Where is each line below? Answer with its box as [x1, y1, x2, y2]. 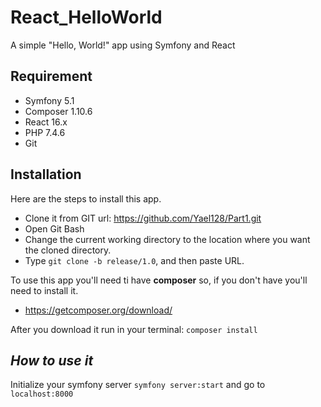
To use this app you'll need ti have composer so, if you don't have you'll [10, 274, 308, 286]
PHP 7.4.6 [24, 126, 66, 138]
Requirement [10, 68, 93, 85]
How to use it [10, 352, 94, 369]
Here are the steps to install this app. [10, 192, 162, 205]
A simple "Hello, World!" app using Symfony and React [10, 39, 236, 51]
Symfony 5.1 [24, 94, 75, 106]
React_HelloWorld [10, 6, 163, 29]
